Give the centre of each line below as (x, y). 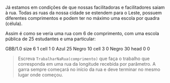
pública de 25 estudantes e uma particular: (50, 39)
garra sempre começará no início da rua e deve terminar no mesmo (89, 69)
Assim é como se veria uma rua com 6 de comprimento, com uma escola (82, 33)
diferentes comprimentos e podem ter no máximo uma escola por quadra (82, 18)
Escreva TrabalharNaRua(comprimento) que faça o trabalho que (84, 59)
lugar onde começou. (40, 75)
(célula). (14, 23)
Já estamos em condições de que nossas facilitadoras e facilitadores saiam (85, 7)
